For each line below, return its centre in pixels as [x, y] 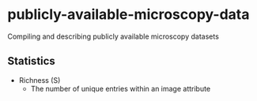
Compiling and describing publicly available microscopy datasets [113, 36]
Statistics [32, 61]
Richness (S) [40, 80]
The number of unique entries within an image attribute [121, 88]
